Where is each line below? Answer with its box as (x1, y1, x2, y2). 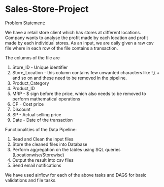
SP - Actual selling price (12, 111, 62, 117)
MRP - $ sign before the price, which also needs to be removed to (12, 91, 146, 96)
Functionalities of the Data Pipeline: (5, 126, 77, 132)
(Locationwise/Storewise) (12, 152, 65, 158)
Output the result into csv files (12, 157, 74, 163)
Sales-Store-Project (5, 3, 89, 15)
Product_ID (12, 85, 35, 91)
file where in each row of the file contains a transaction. (5, 45, 118, 51)
